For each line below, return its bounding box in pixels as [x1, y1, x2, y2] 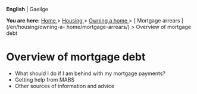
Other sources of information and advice [14, 82, 115, 89]
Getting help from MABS [14, 76, 75, 83]
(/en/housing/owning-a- [6, 24, 65, 30]
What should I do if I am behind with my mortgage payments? [14, 70, 165, 77]
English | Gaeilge [6, 6, 49, 12]
